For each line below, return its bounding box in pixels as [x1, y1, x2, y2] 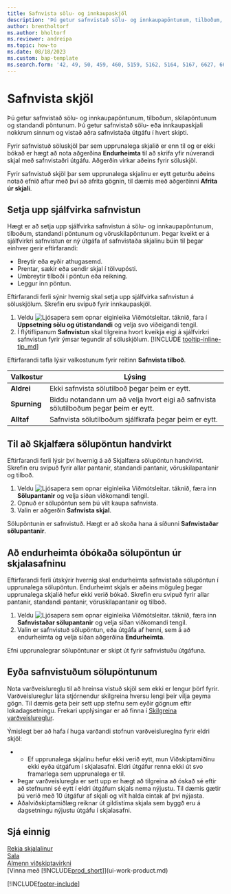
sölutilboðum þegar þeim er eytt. [49, 404, 155, 413]
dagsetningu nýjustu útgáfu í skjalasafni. [16, 806, 132, 814]
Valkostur [10, 372, 43, 382]
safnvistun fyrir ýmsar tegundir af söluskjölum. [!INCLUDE [16, 335, 181, 344]
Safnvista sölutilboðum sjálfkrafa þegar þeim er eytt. [49, 415, 218, 424]
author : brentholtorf [7, 23, 69, 30]
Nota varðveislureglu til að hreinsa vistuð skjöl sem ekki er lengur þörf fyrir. [7, 684, 219, 693]
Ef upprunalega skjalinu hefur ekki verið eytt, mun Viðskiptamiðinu [27, 754, 215, 763]
